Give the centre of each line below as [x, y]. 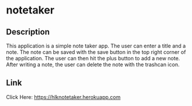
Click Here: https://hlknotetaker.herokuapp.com [64, 97]
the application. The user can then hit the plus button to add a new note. [93, 58]
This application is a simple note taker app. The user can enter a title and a [96, 46]
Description [28, 32]
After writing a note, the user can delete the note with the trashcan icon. [93, 64]
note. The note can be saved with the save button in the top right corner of [96, 52]
